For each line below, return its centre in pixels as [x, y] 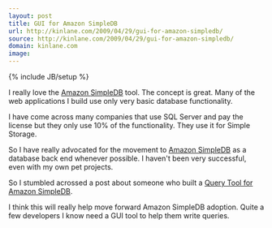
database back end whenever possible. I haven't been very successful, [127, 158]
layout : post [30, 16]
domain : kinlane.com [43, 46]
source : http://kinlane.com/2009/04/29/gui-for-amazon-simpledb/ [121, 39]
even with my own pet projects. [61, 167]
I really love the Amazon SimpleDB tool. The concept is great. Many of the [132, 92]
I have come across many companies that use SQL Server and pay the [126, 117]
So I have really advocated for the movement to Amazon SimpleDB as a [127, 150]
